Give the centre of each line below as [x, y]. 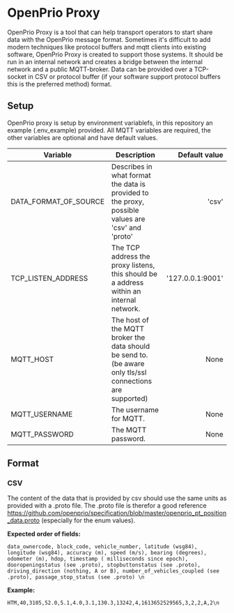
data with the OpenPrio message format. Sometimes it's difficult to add [109, 39]
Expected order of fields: [44, 534]
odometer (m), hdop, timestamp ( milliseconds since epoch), [98, 559]
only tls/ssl [129, 372]
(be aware [128, 363]
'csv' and [126, 227]
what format [131, 175]
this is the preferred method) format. [60, 84]
